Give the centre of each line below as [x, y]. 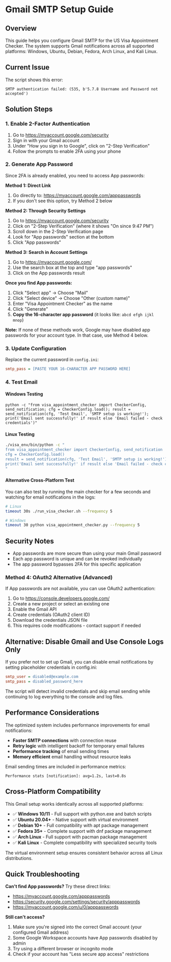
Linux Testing [20, 434]
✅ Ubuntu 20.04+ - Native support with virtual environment [76, 819]
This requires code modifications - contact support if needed [77, 626]
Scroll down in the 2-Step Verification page [58, 231]
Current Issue [27, 67]
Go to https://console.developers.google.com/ [61, 598]
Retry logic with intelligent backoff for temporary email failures [78, 746]
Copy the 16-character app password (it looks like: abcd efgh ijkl [83, 314]
